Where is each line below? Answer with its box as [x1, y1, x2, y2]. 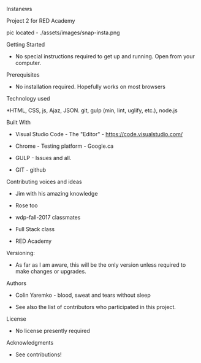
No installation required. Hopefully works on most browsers [15, 83, 165, 90]
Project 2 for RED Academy [6, 17, 75, 24]
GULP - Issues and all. [15, 155, 72, 161]
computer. [15, 59, 42, 66]
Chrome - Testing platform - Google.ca [15, 142, 114, 150]
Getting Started [6, 41, 45, 48]
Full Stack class [15, 226, 55, 232]
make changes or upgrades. [15, 268, 87, 275]
